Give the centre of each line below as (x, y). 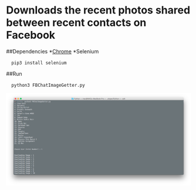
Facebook (31, 35)
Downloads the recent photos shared (98, 10)
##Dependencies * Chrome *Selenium (53, 51)
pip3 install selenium (39, 63)
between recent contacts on (76, 23)
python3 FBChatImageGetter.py (48, 85)
